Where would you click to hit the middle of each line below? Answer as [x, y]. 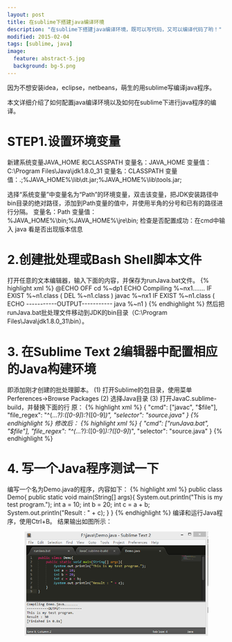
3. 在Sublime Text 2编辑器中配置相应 [113, 352]
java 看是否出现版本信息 [49, 229]
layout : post [26, 15]
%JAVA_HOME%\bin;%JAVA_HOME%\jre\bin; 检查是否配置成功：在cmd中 [113, 220]
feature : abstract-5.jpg [49, 59]
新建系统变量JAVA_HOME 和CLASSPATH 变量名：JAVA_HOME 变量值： [109, 162]
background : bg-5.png [45, 66]
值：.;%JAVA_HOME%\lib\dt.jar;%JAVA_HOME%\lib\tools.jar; [95, 179]
